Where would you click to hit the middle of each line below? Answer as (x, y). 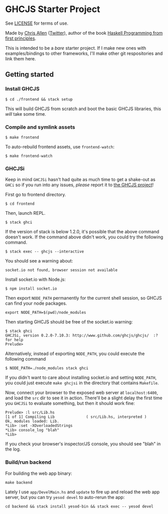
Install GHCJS (23, 89)
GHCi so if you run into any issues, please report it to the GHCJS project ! (79, 185)
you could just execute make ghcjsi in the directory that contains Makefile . (82, 383)
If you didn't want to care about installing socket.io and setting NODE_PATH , (81, 378)
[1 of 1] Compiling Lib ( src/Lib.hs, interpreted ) (76, 417)
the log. (13, 449)
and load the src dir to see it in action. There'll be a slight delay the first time (84, 398)
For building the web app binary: (39, 473)
